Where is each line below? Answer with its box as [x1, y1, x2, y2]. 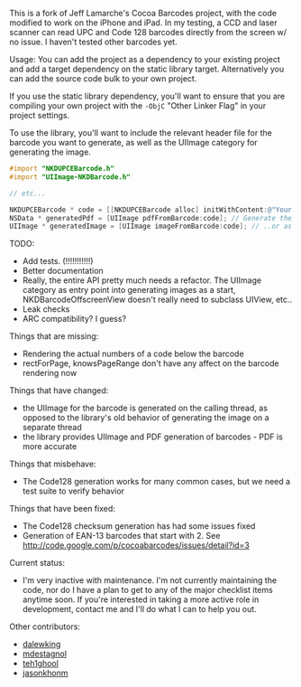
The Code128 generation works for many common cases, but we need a [22, 476, 291, 487]
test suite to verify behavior [22, 485, 124, 496]
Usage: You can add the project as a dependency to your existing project [9, 54, 281, 64]
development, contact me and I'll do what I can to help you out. [22, 604, 257, 615]
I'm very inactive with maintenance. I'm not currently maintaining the [22, 575, 278, 586]
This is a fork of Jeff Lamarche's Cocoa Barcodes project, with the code [9, 8, 278, 18]
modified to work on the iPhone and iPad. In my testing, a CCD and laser [9, 17, 278, 28]
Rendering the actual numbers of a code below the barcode [22, 348, 245, 360]
